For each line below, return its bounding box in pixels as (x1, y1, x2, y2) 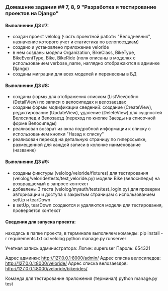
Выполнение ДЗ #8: (5, 82, 49, 89)
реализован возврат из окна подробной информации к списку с (12, 126, 151, 132)
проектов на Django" (5, 10, 59, 17)
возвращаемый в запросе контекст (12, 180, 89, 187)
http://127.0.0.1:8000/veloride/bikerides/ (5, 265, 88, 271)
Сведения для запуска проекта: (5, 219, 76, 225)
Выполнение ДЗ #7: (5, 22, 49, 28)
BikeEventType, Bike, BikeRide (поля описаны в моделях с (12, 55, 136, 61)
